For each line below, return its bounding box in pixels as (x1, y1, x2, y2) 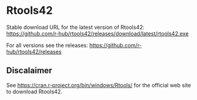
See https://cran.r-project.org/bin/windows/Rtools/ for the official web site (6, 81, 192, 89)
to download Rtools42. (6, 88, 63, 95)
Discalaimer (6, 66, 53, 76)
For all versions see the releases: (6, 42, 89, 49)
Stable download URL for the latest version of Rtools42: (6, 23, 145, 31)
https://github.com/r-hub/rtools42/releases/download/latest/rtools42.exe (6, 30, 189, 37)
